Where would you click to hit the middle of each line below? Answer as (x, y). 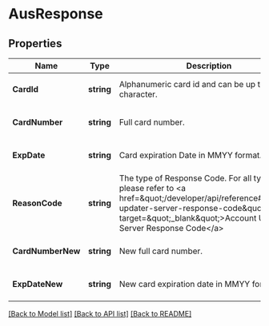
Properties (35, 44)
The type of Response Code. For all (185, 178)
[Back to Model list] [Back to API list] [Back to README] (100, 314)
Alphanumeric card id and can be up (187, 84)
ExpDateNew (38, 284)
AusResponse (56, 14)
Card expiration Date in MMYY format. (191, 155)
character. (138, 94)
